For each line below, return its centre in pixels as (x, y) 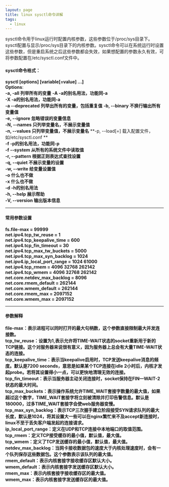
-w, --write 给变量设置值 (31, 169)
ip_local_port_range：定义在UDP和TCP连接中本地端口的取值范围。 (75, 429)
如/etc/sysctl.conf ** (27, 137)
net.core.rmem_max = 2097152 (39, 294)
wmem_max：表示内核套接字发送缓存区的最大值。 (58, 479)
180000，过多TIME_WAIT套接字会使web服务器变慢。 (61, 404)
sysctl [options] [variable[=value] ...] (45, 82)
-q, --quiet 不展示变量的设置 (35, 163)
